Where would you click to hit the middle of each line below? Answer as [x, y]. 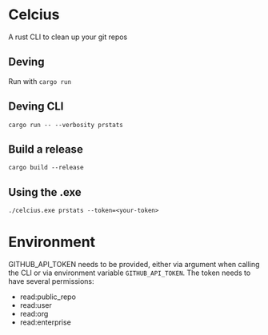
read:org [34, 314]
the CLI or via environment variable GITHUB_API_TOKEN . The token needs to [130, 273]
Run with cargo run [40, 81]
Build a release [46, 149]
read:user [36, 305]
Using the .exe [45, 192]
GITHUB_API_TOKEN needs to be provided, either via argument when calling [134, 265]
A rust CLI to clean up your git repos [68, 37]
